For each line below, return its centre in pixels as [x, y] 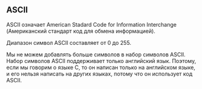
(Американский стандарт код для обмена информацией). [81, 31]
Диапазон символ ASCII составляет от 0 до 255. [69, 42]
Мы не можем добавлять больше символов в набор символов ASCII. [96, 54]
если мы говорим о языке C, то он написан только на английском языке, [101, 67]
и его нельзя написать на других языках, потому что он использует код [99, 74]
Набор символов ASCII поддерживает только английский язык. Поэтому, [101, 61]
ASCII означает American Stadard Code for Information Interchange [92, 24]
